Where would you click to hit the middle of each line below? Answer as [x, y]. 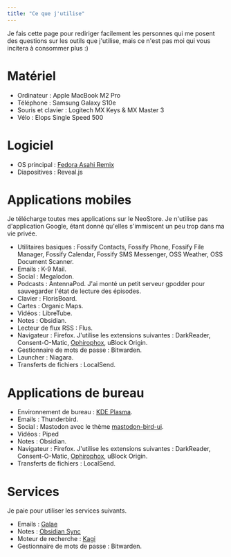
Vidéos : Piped [38, 434]
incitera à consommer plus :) [48, 48]
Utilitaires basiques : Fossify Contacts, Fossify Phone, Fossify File [111, 247]
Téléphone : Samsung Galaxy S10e [66, 103]
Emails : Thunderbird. [48, 419]
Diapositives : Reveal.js [50, 172]
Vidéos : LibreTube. [45, 313]
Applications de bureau [76, 393]
